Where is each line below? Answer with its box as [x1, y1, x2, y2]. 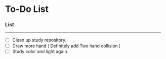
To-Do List [5, 3, 49, 15]
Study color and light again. [12, 48, 69, 54]
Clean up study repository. [12, 37, 67, 43]
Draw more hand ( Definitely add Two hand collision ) [12, 43, 121, 49]
